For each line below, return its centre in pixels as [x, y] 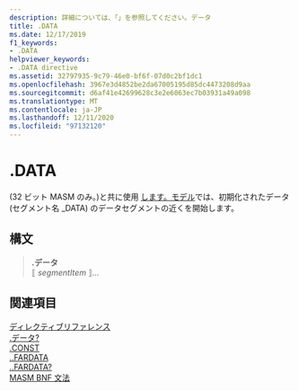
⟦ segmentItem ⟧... [65, 272]
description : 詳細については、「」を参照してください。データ [110, 18]
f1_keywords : [34, 43]
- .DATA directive [44, 68]
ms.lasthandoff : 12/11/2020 [62, 118]
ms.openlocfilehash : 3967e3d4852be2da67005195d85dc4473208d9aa [130, 84]
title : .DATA [34, 26]
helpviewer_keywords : [50, 59]
